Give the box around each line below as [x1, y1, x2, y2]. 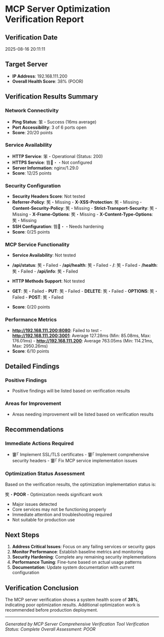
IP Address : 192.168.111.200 [12, 73, 67, 79]
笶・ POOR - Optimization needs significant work [5, 491, 102, 497]
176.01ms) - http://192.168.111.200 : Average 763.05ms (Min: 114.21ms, [12, 338, 154, 343]
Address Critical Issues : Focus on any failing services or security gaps [12, 544, 156, 550]
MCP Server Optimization [5, 3, 111, 15]
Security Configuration [5, 182, 61, 189]
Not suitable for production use [12, 517, 75, 522]
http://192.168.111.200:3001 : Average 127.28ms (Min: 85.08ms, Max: [12, 333, 151, 338]
